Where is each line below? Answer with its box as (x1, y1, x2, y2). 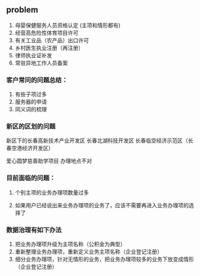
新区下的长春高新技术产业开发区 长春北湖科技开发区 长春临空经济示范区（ (6, 137, 188, 144)
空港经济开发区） (11, 145, 54, 152)
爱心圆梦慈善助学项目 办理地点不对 (6, 157, 92, 165)
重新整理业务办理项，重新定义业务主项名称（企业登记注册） (14, 248, 163, 255)
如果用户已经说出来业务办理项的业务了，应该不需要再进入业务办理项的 (14, 201, 189, 209)
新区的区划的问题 (6, 122, 56, 131)
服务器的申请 (14, 98, 47, 105)
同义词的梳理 (14, 105, 47, 113)
